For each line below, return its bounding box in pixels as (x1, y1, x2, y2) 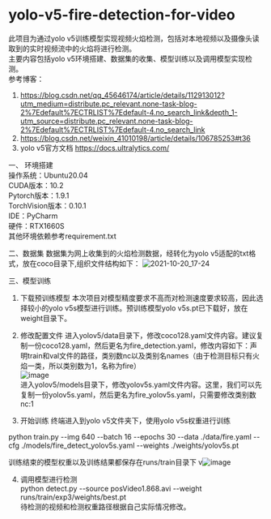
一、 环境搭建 (8, 160, 53, 169)
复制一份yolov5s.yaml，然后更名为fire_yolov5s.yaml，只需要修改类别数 (19, 389, 256, 399)
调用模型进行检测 (19, 474, 78, 484)
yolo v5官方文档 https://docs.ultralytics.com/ (19, 143, 170, 152)
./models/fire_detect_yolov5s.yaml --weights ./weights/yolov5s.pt (21, 440, 239, 450)
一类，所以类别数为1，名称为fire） (27, 361, 142, 371)
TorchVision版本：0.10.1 (8, 200, 87, 210)
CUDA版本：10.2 (8, 180, 64, 190)
